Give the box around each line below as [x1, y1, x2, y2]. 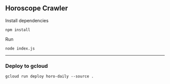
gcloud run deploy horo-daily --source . [5, 74, 94, 79]
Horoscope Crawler [5, 4, 68, 13]
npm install [5, 27, 30, 32]
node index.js [5, 46, 35, 51]
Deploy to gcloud [5, 62, 48, 69]
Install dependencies [5, 17, 49, 23]
